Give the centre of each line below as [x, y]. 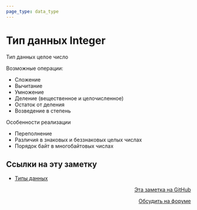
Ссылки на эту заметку [52, 164]
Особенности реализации [39, 122]
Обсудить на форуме [165, 201]
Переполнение [33, 133]
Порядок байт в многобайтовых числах [64, 146]
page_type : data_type [33, 11]
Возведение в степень [43, 111]
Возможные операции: [35, 68]
